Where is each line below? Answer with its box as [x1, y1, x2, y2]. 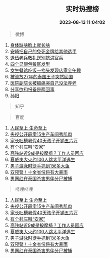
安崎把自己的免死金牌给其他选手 [10, 48, 77, 54]
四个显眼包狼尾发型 [10, 61, 50, 67]
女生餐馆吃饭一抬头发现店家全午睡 [10, 67, 81, 73]
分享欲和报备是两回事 [10, 86, 54, 92]
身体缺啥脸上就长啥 [10, 42, 50, 48]
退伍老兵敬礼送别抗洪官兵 [10, 55, 64, 61]
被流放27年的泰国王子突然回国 [10, 73, 73, 79]
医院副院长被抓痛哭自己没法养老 [10, 80, 77, 86]
